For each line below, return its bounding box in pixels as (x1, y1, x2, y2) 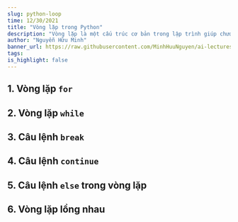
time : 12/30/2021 (7, 17, 59, 24)
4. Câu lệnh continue (7, 155, 99, 167)
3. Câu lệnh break (7, 131, 85, 143)
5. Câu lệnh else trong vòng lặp (7, 179, 147, 192)
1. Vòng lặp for (7, 83, 73, 95)
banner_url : (7, 43, 42, 50)
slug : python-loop (7, 10, 62, 18)
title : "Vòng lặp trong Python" (7, 23, 103, 30)
